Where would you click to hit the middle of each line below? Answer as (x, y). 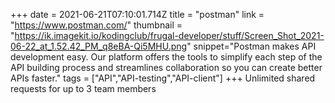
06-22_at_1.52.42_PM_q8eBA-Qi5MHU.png (99, 46)
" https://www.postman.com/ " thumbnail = (96, 25)
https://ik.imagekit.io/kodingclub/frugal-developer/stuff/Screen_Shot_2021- (169, 35)
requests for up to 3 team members (83, 88)
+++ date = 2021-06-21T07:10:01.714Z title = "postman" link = (137, 14)
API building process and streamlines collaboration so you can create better (166, 67)
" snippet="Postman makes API (251, 46)
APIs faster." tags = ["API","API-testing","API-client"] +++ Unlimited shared (163, 78)
